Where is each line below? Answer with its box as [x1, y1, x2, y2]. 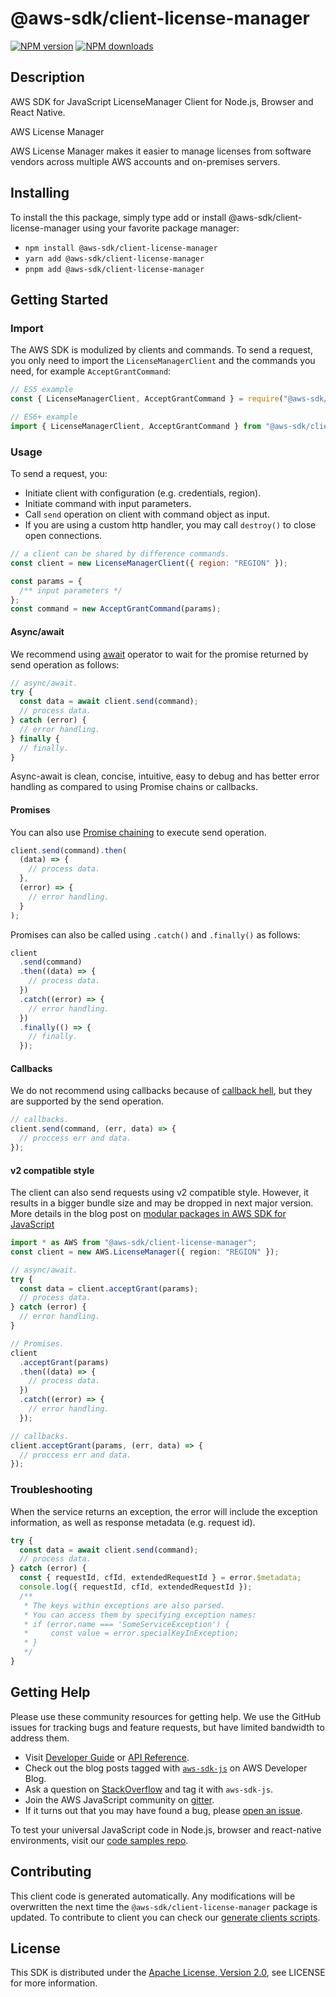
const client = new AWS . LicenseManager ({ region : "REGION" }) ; [10, 1247, 280, 1257]
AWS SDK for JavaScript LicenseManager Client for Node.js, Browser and [10, 95, 314, 107]
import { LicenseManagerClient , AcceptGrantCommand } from [10, 421, 262, 431]
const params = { [10, 576, 83, 586]
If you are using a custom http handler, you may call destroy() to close [24, 519, 317, 531]
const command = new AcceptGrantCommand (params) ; [10, 604, 222, 614]
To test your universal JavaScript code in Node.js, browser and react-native [10, 1823, 322, 1836]
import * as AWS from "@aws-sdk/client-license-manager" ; [10, 1238, 257, 1248]
